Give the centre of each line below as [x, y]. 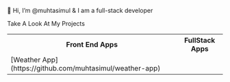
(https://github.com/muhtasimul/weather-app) [86, 68]
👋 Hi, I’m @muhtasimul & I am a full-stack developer [80, 11]
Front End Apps [92, 44]
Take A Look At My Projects [46, 23]
